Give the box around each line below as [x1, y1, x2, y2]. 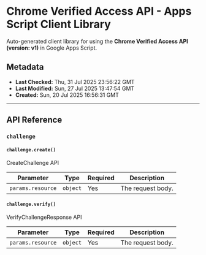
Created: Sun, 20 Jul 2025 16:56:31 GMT [15, 91, 120, 99]
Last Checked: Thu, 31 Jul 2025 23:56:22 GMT [15, 78, 135, 85]
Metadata [6, 62, 44, 72]
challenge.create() [6, 147, 56, 153]
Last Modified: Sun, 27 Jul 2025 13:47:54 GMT [15, 85, 135, 92]
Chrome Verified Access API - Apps [6, 4, 192, 18]
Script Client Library [6, 17, 112, 31]
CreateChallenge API [6, 159, 59, 167]
